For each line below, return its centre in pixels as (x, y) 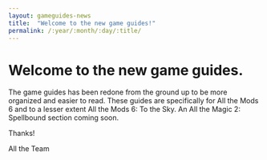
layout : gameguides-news (50, 16)
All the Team (29, 149)
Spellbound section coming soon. (63, 118)
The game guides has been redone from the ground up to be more (118, 92)
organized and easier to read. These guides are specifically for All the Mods (133, 101)
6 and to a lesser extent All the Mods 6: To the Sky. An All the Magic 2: (124, 110)
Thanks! (22, 134)
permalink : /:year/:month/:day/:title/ (75, 30)
